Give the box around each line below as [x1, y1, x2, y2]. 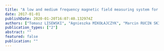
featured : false [5, 34, 38, 39]
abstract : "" [5, 30, 32, 34]
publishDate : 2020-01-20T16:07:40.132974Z [5, 16, 93, 21]
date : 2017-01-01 [5, 12, 41, 17]
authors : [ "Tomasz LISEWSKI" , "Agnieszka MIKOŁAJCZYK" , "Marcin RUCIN [5, 20, 152, 26]
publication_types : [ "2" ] [5, 25, 58, 30]
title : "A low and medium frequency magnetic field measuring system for [5, 7, 159, 12]
